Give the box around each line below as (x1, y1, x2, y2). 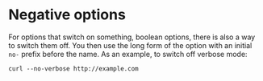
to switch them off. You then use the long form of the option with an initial (8, 40, 253, 50)
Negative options (8, 6, 127, 24)
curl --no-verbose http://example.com (8, 64, 139, 73)
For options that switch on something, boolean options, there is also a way (8, 32, 256, 42)
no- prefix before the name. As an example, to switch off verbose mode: (8, 49, 248, 59)
